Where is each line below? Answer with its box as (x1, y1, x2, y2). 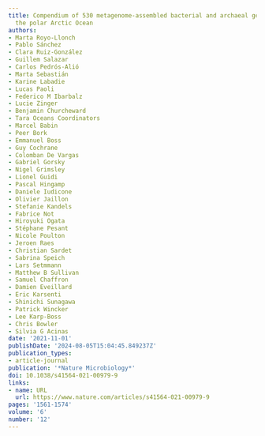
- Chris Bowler (8, 320, 58, 328)
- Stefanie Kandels (8, 202, 73, 210)
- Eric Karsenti (8, 291, 62, 299)
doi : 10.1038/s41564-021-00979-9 (8, 371, 118, 379)
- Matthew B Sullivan (8, 269, 80, 276)
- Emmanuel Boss (8, 136, 62, 145)
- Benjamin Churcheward (8, 107, 87, 115)
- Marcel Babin (8, 122, 58, 130)
